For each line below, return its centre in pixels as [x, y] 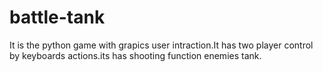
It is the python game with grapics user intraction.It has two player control [161, 45]
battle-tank [57, 17]
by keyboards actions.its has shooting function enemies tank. [135, 55]
